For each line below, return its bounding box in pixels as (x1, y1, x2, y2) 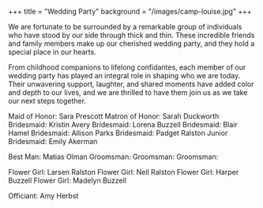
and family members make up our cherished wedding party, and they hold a (8, 39, 255, 48)
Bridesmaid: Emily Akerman (8, 137, 98, 146)
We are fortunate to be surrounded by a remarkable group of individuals (8, 22, 242, 31)
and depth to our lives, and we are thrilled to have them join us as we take (8, 88, 248, 97)
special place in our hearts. (8, 47, 96, 56)
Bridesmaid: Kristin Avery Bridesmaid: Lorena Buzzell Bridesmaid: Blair (8, 120, 239, 129)
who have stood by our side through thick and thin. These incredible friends (8, 31, 255, 40)
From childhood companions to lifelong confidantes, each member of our (8, 62, 246, 72)
